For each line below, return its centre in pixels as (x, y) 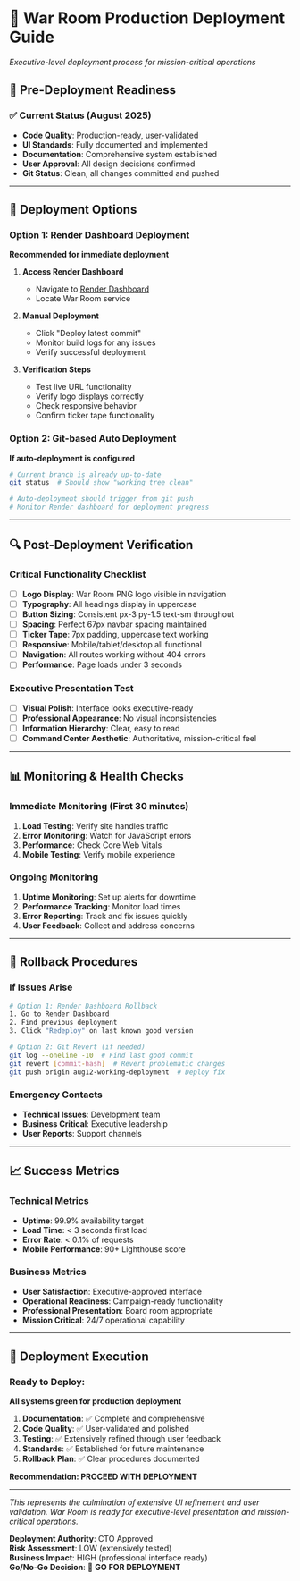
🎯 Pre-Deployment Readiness (93, 90)
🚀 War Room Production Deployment (147, 18)
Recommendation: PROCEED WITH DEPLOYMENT (104, 1477)
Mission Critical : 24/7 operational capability (104, 1320)
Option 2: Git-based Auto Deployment (93, 439)
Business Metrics (48, 1272)
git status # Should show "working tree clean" (101, 483)
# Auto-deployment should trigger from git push (101, 499)
